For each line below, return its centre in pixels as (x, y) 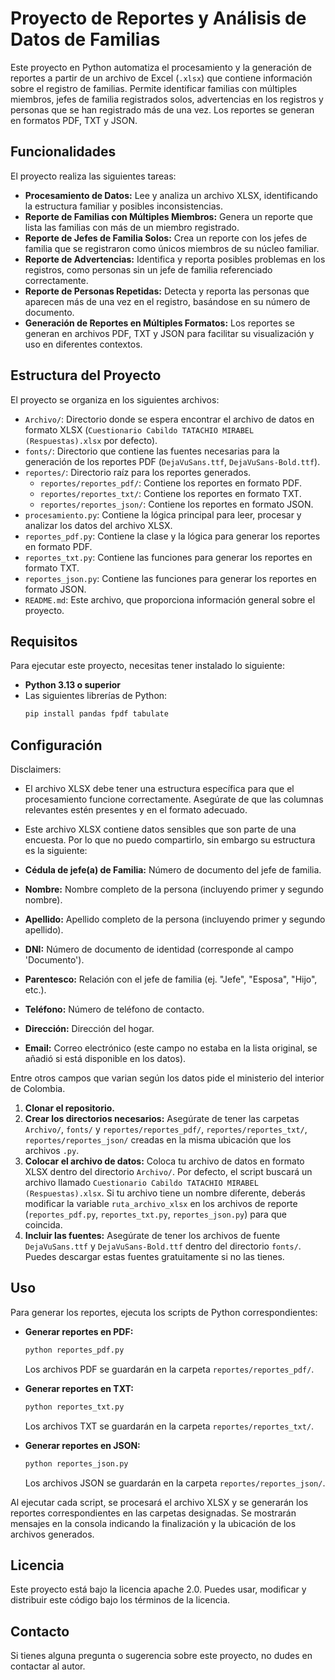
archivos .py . (52, 1151)
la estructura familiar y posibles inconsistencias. (123, 206)
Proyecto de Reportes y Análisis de (158, 18)
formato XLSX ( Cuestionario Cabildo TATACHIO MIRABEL (139, 429)
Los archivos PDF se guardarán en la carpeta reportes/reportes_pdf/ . (169, 1369)
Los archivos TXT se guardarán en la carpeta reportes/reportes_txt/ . (169, 1426)
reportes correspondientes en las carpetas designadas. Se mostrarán (153, 1513)
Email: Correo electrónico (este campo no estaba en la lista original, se (171, 1048)
